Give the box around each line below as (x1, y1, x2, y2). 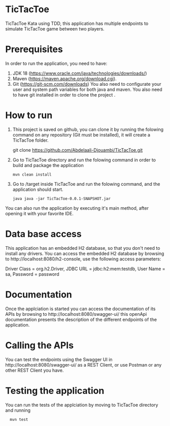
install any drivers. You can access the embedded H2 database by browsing (5, 250, 164, 256)
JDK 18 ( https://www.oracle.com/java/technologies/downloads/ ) (12, 70, 147, 76)
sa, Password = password (5, 271, 59, 277)
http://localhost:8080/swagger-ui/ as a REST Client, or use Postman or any (5, 362, 162, 368)
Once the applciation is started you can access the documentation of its (5, 306, 156, 312)
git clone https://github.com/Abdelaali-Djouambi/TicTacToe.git (12, 147, 143, 153)
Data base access (5, 228, 82, 240)
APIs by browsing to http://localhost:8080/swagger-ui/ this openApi (5, 311, 147, 317)
